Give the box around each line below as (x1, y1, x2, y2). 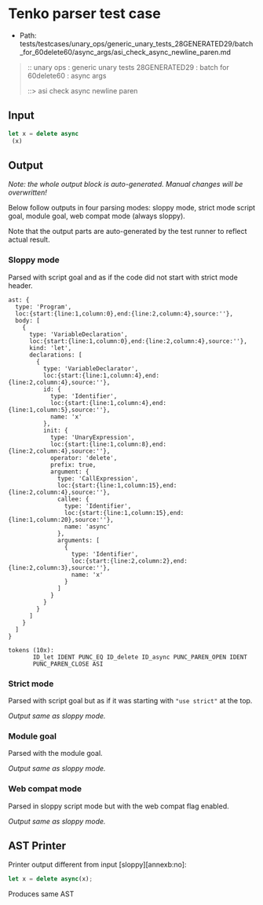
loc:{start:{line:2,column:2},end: (71, 557, 188, 565)
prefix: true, (49, 461, 97, 469)
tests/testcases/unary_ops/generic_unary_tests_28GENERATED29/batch (19, 38, 254, 48)
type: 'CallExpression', (57, 474, 139, 483)
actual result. (8, 235, 50, 244)
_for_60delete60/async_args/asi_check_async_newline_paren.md (19, 47, 232, 57)
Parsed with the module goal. (8, 749, 104, 758)
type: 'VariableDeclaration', (28, 330, 128, 338)
